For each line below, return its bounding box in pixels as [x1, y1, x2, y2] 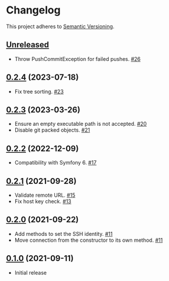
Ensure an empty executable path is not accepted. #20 [14, 121, 147, 128]
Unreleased [6, 40, 50, 50]
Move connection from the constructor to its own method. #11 [14, 237, 163, 244]
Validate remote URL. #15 [14, 191, 75, 198]
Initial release [14, 269, 47, 276]
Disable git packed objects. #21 [14, 126, 91, 133]
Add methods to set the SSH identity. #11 [14, 230, 113, 237]
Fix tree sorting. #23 [14, 88, 64, 95]
